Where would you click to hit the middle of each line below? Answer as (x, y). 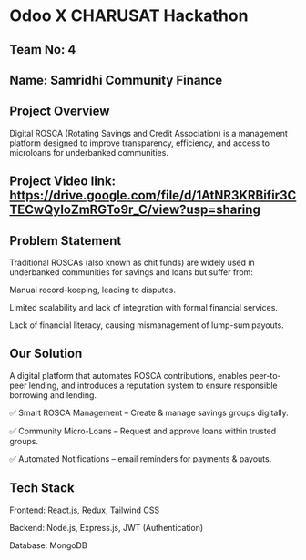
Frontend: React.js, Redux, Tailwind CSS (85, 510)
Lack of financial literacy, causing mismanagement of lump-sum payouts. (147, 325)
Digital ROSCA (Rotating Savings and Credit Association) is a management (149, 133)
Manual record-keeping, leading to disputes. (92, 290)
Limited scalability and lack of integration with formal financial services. (143, 307)
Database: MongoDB (49, 545)
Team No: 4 (43, 50)
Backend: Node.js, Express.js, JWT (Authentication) (107, 527)
